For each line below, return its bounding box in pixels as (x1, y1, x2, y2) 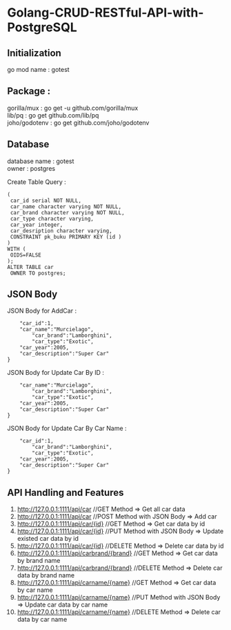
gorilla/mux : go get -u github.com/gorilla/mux (7, 104, 139, 112)
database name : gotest (7, 157, 74, 165)
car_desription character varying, (10, 227, 112, 234)
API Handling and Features (7, 486, 124, 499)
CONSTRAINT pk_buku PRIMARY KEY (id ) (10, 233, 122, 240)
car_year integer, (10, 221, 63, 228)
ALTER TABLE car (7, 263, 54, 270)
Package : (7, 85, 51, 98)
